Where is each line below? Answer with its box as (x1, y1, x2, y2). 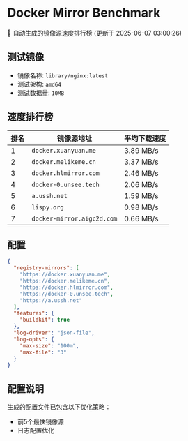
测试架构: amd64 (17, 80, 61, 88)
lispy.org (31, 203, 64, 211)
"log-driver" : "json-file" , (13, 329, 95, 336)
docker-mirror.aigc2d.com (31, 214, 118, 223)
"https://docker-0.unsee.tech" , (19, 290, 113, 297)
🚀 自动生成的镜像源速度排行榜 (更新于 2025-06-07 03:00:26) (7, 29, 182, 37)
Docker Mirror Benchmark (7, 5, 161, 21)
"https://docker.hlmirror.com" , (19, 284, 113, 291)
